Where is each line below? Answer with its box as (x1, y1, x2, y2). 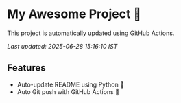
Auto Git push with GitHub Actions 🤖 (16, 87, 120, 95)
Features (7, 62, 46, 74)
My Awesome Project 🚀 (7, 6, 142, 22)
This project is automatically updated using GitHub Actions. (7, 29, 175, 37)
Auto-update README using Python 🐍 (16, 80, 125, 89)
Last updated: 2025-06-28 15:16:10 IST (7, 42, 118, 50)
